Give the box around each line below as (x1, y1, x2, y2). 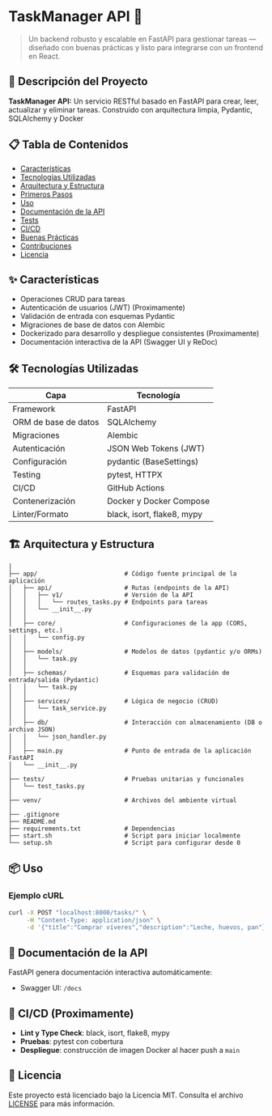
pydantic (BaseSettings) (107, 456, 199, 468)
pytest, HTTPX (107, 469, 164, 481)
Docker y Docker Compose (107, 495, 210, 507)
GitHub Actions (107, 482, 165, 494)
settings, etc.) (8, 626, 63, 634)
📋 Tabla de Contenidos (8, 138, 129, 152)
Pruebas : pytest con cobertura (19, 1036, 124, 1046)
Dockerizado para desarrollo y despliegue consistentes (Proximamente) (19, 329, 260, 338)
